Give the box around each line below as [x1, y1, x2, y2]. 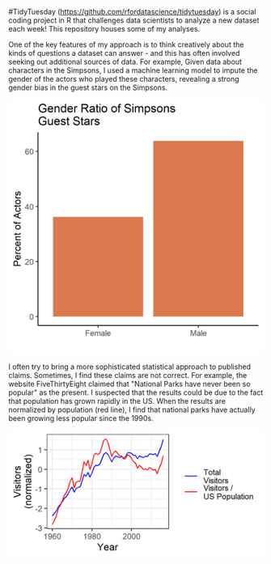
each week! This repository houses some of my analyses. [8, 24, 201, 33]
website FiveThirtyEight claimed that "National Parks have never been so [8, 380, 251, 388]
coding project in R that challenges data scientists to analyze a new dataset [8, 15, 260, 25]
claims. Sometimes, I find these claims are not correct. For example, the [8, 371, 248, 380]
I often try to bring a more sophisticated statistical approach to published [8, 362, 252, 371]
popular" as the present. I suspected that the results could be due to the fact [8, 388, 264, 397]
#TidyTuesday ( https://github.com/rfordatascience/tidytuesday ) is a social [8, 7, 256, 16]
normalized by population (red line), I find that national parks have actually [8, 405, 256, 414]
